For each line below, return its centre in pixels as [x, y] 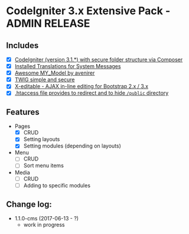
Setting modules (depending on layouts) [72, 146]
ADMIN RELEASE [48, 23]
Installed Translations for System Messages [68, 66]
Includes [22, 45]
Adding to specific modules [57, 185]
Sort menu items [43, 166]
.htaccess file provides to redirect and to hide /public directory [92, 93]
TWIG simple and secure [45, 80]
